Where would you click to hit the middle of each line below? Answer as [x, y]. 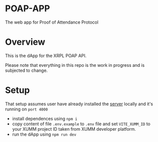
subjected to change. [26, 70]
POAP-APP [28, 9]
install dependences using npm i [45, 118]
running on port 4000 [26, 109]
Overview [25, 42]
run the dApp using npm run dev [44, 134]
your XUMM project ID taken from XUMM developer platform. [74, 129]
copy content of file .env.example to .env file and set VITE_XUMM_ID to [81, 124]
